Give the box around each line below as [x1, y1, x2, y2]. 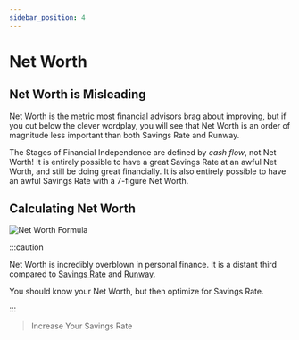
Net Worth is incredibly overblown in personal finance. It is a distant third [9, 260, 277, 270]
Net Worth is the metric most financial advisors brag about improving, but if [9, 111, 287, 121]
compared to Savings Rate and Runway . [9, 269, 156, 279]
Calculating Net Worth [9, 202, 137, 217]
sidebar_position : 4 [9, 12, 87, 22]
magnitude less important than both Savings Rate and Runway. [9, 129, 240, 140]
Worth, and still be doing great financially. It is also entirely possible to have [9, 166, 287, 177]
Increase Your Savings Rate [30, 320, 133, 331]
